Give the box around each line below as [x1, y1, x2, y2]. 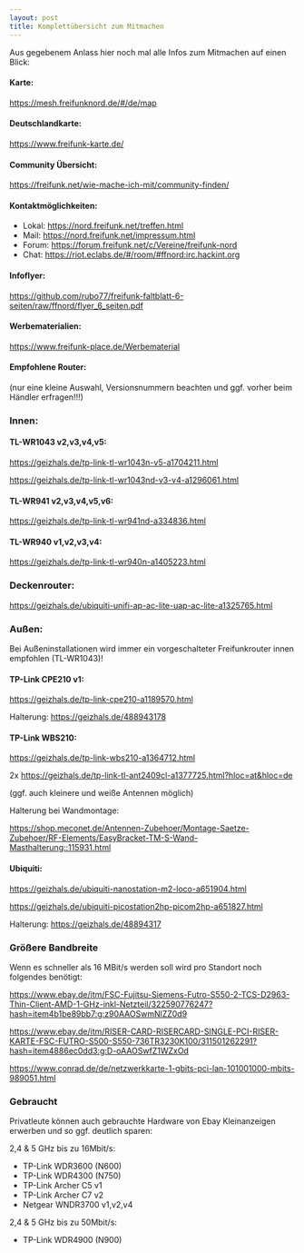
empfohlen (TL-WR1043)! [9, 653, 103, 664]
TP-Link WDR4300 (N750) [22, 1170, 122, 1181]
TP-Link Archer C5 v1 [22, 1180, 103, 1191]
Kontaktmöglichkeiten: [9, 200, 98, 211]
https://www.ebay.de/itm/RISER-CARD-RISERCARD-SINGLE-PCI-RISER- [9, 1026, 279, 1037]
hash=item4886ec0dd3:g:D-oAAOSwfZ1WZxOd [9, 1045, 189, 1056]
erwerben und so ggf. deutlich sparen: [9, 1126, 152, 1137]
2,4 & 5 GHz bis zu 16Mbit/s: [9, 1143, 116, 1154]
